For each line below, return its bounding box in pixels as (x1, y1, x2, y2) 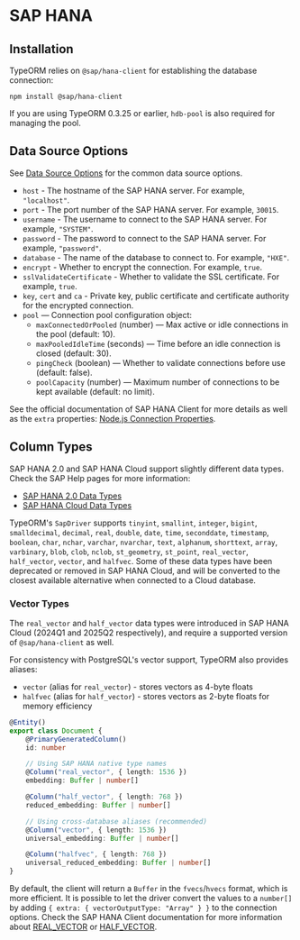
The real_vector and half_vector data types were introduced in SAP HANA (9, 617, 290, 628)
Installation (9, 41, 74, 57)
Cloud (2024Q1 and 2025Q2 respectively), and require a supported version (9, 627, 288, 638)
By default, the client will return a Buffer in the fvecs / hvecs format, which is (9, 883, 288, 894)
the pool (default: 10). (35, 328, 115, 339)
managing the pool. (9, 118, 81, 128)
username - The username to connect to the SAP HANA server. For (22, 214, 268, 224)
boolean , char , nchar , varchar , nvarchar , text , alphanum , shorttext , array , (9, 536, 278, 547)
